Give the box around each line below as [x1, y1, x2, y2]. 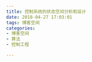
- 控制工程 [6, 42, 29, 48]
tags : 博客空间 [6, 19, 40, 25]
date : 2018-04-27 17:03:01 [6, 14, 73, 20]
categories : [6, 25, 35, 31]
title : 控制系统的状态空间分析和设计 [6, 8, 87, 15]
